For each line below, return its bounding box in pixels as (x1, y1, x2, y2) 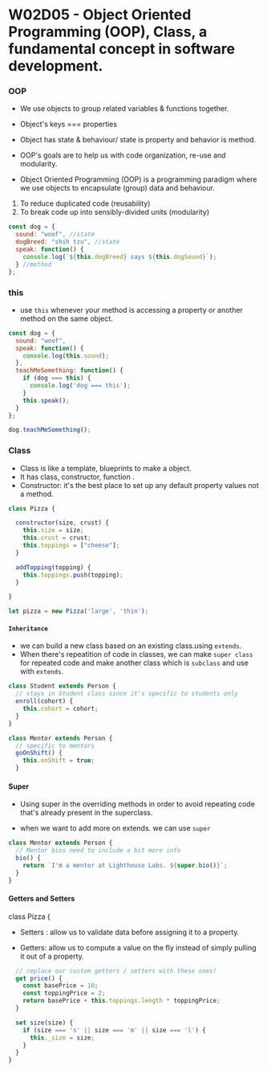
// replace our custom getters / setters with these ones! (15, 966, 217, 975)
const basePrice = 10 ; (22, 982, 99, 990)
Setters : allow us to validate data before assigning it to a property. (19, 927, 240, 937)
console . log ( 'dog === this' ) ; (29, 382, 131, 390)
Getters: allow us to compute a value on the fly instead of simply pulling (19, 942, 257, 952)
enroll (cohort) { (15, 697, 74, 705)
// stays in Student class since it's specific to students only (15, 690, 239, 698)
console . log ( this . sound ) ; (22, 351, 110, 359)
